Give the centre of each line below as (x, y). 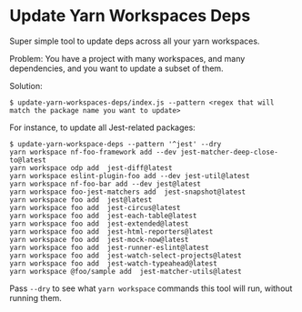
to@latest (28, 160)
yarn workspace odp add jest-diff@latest (91, 168)
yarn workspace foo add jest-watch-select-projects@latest (126, 256)
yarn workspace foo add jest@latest (81, 200)
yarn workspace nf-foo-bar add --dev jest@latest (106, 184)
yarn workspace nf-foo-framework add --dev (93, 152)
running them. (35, 297)
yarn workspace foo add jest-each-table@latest (103, 216)
